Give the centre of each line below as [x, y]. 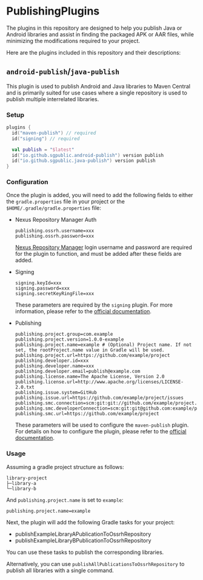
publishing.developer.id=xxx [52, 361]
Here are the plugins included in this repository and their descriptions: [94, 52]
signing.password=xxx [42, 288]
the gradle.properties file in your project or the [66, 202]
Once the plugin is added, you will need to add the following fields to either [100, 195]
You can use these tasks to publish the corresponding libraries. [85, 552]
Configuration [27, 182]
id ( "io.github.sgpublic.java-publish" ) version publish [84, 161]
